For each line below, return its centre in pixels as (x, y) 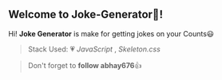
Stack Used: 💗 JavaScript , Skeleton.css (94, 49)
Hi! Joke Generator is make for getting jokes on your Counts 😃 (111, 33)
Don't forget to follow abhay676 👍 (85, 65)
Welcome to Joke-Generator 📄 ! (86, 15)
